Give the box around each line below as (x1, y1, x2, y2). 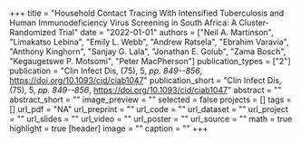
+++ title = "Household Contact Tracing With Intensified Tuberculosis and (9, 8, 285, 18)
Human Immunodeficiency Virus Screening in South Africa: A (9, 17, 238, 28)
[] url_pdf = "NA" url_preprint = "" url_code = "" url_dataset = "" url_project (9, 104, 288, 114)
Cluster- (238, 17, 269, 28)
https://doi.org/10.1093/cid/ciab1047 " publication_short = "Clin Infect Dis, (9, 75, 282, 85)
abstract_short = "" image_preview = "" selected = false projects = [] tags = (9, 94, 292, 105)
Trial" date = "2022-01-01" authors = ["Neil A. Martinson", (57, 27, 274, 37)
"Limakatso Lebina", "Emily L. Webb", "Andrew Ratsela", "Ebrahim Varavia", (9, 36, 289, 47)
